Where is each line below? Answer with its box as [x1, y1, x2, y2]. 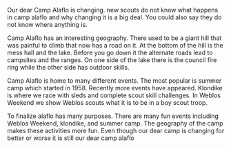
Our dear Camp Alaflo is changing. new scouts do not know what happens [7, 6, 219, 14]
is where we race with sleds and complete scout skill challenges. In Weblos [7, 91, 221, 99]
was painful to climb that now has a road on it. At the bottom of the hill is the [7, 41, 223, 49]
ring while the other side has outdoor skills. [7, 63, 130, 71]
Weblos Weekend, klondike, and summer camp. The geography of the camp [7, 119, 223, 127]
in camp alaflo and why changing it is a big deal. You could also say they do [7, 13, 222, 21]
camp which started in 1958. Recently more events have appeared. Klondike [7, 84, 223, 92]
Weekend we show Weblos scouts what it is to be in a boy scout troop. [7, 99, 208, 106]
